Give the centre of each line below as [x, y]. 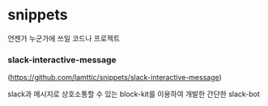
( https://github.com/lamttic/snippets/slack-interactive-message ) [115, 78]
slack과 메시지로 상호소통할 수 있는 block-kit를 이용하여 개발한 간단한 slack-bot [134, 94]
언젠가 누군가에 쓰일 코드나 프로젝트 [64, 38]
